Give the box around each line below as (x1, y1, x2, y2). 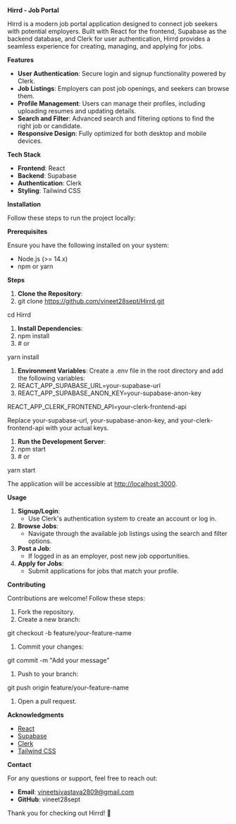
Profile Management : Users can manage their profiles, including (17, 99, 206, 108)
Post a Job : (17, 544, 51, 552)
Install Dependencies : (17, 324, 83, 332)
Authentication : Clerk (17, 179, 82, 187)
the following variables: (17, 374, 86, 382)
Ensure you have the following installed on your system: (7, 241, 169, 249)
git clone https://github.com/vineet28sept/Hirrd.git (17, 297, 165, 305)
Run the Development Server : (17, 437, 106, 446)
